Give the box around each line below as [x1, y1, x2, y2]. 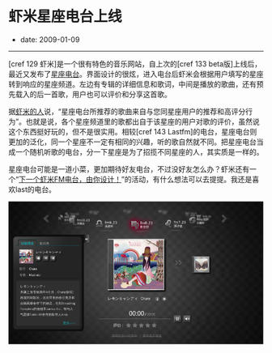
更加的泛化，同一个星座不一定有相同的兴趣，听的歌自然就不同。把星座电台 [8, 137, 257, 147]
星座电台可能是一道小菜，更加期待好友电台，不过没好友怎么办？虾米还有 [8, 164, 249, 174]
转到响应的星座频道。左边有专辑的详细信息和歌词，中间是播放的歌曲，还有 [8, 79, 257, 89]
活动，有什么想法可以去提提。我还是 [131, 174, 253, 184]
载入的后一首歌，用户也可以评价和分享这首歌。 [15, 89, 172, 99]
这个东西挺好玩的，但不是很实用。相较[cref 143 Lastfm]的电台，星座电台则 [8, 126, 257, 136]
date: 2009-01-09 [19, 34, 80, 45]
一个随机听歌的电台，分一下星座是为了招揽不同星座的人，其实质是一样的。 [15, 147, 264, 156]
